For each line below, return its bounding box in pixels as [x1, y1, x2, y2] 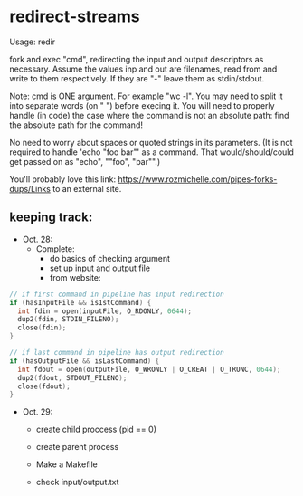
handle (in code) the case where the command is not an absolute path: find [9, 110, 289, 120]
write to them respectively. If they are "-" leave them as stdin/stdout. [9, 72, 265, 83]
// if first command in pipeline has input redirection [9, 290, 224, 299]
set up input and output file [49, 262, 151, 273]
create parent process [35, 442, 119, 453]
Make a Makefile [35, 459, 98, 470]
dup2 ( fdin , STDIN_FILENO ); [17, 315, 119, 324]
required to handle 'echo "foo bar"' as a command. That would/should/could [9, 147, 294, 157]
